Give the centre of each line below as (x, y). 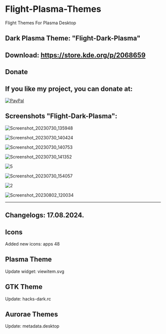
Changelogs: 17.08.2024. (45, 215)
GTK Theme (24, 287)
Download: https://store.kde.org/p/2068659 (75, 55)
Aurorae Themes (32, 314)
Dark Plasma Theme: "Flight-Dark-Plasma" (73, 38)
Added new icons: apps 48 (33, 244)
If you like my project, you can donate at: (69, 89)
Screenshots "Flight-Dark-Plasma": (61, 116)
